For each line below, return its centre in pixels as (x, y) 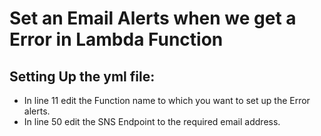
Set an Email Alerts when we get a (153, 18)
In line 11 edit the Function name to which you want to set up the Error (167, 100)
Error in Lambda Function (116, 39)
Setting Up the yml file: (82, 76)
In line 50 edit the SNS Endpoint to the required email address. (152, 121)
